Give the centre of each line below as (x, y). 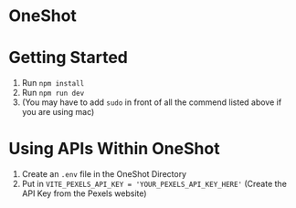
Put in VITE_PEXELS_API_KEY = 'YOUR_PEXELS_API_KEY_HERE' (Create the (154, 184)
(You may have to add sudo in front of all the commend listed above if (152, 102)
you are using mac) (58, 112)
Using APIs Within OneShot (114, 149)
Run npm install (53, 83)
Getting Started (69, 58)
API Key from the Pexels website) (84, 193)
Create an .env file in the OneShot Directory (104, 174)
